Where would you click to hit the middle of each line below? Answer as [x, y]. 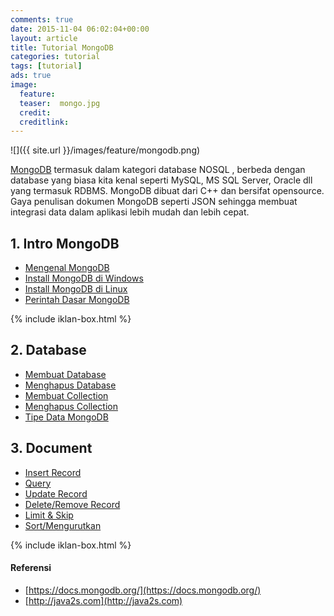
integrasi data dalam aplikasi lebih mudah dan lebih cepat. [130, 212]
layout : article [44, 38]
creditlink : [44, 122]
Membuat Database [65, 374]
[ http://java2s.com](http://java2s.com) [103, 600]
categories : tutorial [55, 57]
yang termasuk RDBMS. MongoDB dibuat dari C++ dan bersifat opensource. [167, 191]
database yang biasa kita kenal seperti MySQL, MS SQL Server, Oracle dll [161, 180]
